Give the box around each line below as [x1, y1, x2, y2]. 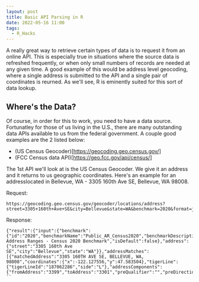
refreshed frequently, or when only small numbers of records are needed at [6, 60, 191, 67]
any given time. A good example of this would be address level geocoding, [6, 66, 188, 73]
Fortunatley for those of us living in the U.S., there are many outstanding [6, 124, 182, 131]
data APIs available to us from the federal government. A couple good [6, 129, 176, 137]
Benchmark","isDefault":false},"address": [82, 238, 190, 244]
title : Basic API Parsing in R [6, 14, 84, 20]
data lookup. [6, 85, 37, 92]
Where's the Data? [6, 102, 76, 112]
